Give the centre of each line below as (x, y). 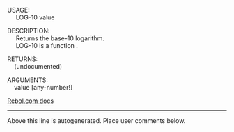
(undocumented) (38, 66)
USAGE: (18, 10)
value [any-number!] (43, 87)
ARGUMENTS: (28, 80)
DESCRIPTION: (29, 31)
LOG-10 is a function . (47, 46)
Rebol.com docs (31, 101)
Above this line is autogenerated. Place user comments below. (96, 121)
